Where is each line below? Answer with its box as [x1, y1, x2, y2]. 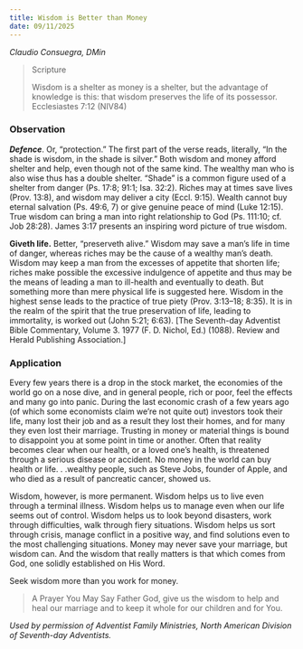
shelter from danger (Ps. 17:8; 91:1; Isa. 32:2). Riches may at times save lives [9, 182, 293, 193]
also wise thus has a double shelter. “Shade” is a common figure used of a [9, 173, 287, 183]
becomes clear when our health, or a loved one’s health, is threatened [9, 445, 270, 456]
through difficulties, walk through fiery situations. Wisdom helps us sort [9, 520, 276, 531]
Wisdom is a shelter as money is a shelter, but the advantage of [31, 81, 269, 92]
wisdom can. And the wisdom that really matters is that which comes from [9, 549, 286, 560]
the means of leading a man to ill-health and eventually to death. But [9, 277, 264, 287]
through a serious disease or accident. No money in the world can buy [9, 454, 271, 466]
